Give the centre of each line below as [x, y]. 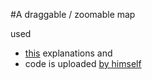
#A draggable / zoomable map [73, 14]
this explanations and [68, 53]
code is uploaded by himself [83, 63]
